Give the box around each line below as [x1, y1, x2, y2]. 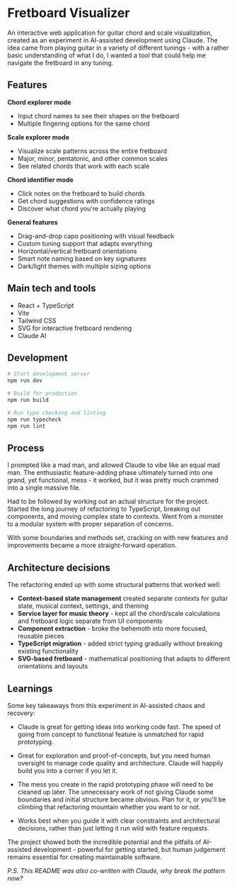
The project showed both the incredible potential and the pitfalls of [7, 838, 202, 846]
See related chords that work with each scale [17, 162, 150, 170]
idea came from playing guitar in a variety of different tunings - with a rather [7, 43, 229, 52]
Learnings [7, 682, 53, 695]
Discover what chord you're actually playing [17, 204, 146, 213]
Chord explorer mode [7, 98, 71, 106]
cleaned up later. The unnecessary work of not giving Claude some [17, 787, 214, 796]
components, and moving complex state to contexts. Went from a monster [7, 512, 224, 521]
